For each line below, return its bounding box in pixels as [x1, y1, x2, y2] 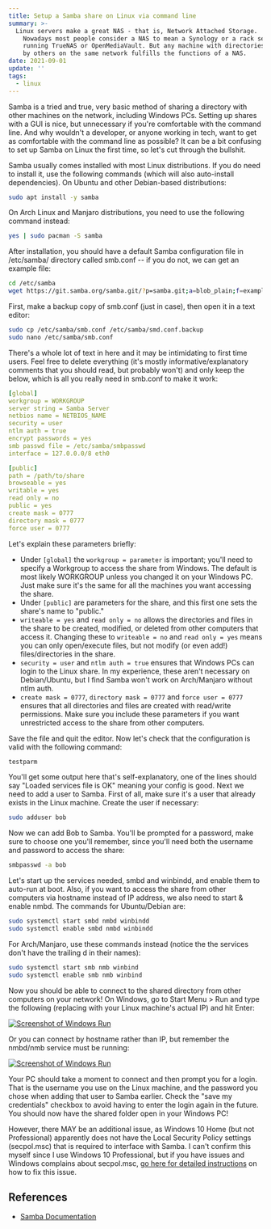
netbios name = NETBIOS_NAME [8, 412, 106, 420]
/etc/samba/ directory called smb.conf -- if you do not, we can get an [8, 256, 240, 265]
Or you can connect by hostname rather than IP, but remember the [8, 1034, 230, 1044]
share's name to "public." [19, 606, 105, 615]
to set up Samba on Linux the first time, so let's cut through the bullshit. [8, 145, 246, 154]
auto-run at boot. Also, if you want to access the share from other [8, 885, 227, 894]
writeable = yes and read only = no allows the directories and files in [19, 614, 253, 624]
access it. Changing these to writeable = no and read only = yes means [19, 631, 263, 641]
